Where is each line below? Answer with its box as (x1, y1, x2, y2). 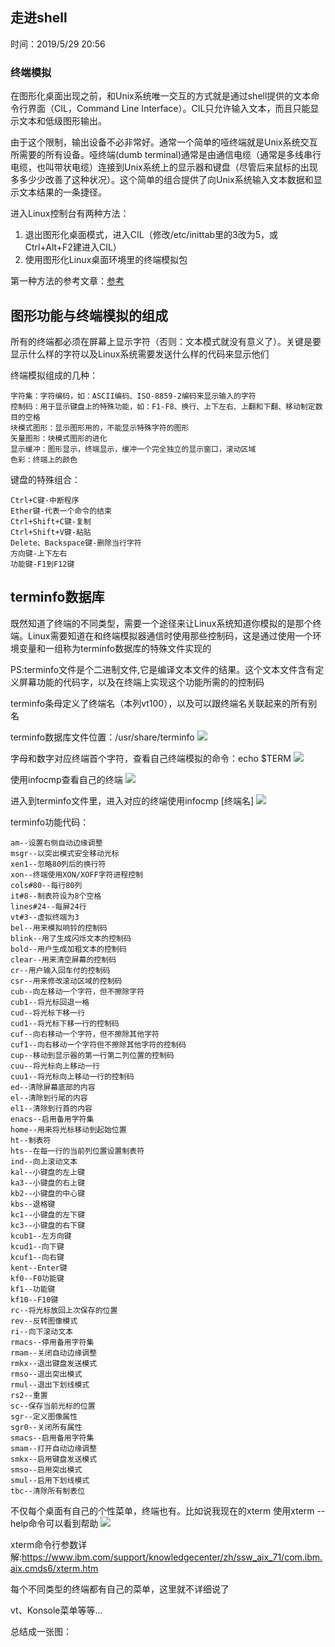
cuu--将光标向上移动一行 (10, 1061, 100, 1071)
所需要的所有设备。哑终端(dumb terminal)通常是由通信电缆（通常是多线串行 (10, 149, 322, 161)
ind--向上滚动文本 (10, 1156, 78, 1167)
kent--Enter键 (10, 1263, 68, 1273)
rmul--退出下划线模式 (10, 1379, 90, 1390)
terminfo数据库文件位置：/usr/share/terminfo (10, 731, 195, 743)
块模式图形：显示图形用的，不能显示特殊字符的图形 (10, 423, 190, 433)
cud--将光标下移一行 (10, 1008, 86, 1018)
